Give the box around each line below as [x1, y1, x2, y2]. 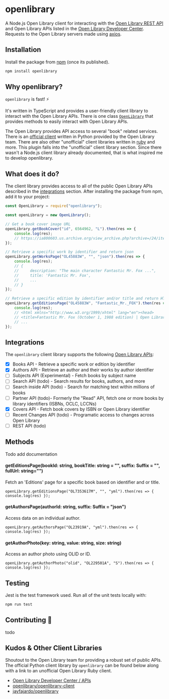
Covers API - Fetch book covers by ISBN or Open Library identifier [12, 406, 150, 412]
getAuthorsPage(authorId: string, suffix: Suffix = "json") [5, 504, 126, 510]
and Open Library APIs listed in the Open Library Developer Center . [5, 25, 144, 31]
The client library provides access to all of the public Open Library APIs [5, 183, 153, 189]
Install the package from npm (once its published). [5, 59, 110, 65]
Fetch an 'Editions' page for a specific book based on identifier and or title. [5, 479, 160, 485]
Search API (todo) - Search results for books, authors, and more [12, 378, 145, 384]
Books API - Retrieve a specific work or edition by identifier [12, 361, 135, 367]
